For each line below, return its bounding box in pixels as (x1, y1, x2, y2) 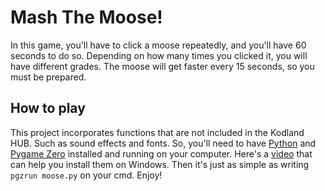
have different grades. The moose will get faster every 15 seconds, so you (10, 60, 315, 72)
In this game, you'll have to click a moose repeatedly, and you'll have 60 (10, 39, 307, 51)
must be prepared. (10, 71, 87, 83)
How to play (10, 100, 86, 117)
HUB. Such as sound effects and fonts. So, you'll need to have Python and (10, 137, 317, 149)
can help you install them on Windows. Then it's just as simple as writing (10, 158, 310, 170)
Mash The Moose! (10, 6, 163, 29)
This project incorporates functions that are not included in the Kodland (10, 126, 305, 138)
